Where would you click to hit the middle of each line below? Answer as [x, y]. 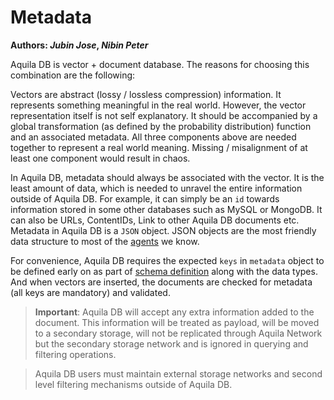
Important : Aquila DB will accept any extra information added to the [174, 312]
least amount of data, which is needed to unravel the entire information [156, 188]
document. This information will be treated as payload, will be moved [177, 322]
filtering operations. [75, 354]
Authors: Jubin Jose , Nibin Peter [79, 45]
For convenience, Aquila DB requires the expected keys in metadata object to [167, 260]
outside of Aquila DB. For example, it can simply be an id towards [145, 198]
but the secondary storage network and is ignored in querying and [171, 343]
